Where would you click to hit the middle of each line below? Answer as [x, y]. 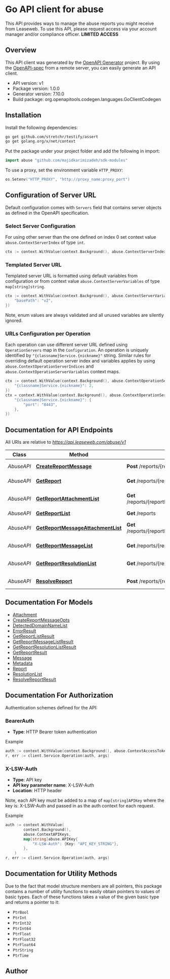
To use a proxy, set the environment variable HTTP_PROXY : [64, 170]
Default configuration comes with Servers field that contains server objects [83, 207]
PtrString [23, 950]
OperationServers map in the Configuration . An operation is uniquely [77, 350]
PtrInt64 [22, 928]
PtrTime [20, 956]
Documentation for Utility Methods [61, 874]
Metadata [23, 663]
